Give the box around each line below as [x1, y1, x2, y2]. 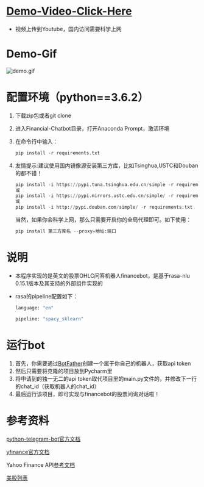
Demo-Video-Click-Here [6, 4, 132, 18]
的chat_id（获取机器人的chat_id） [15, 383, 100, 390]
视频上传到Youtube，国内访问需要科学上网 [15, 25, 122, 32]
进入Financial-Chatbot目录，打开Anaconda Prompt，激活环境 [15, 124, 170, 132]
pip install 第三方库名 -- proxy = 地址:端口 [15, 228, 117, 234]
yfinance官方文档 [6, 448, 50, 455]
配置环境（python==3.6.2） [6, 90, 149, 104]
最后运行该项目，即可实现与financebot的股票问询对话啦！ [15, 390, 160, 397]
